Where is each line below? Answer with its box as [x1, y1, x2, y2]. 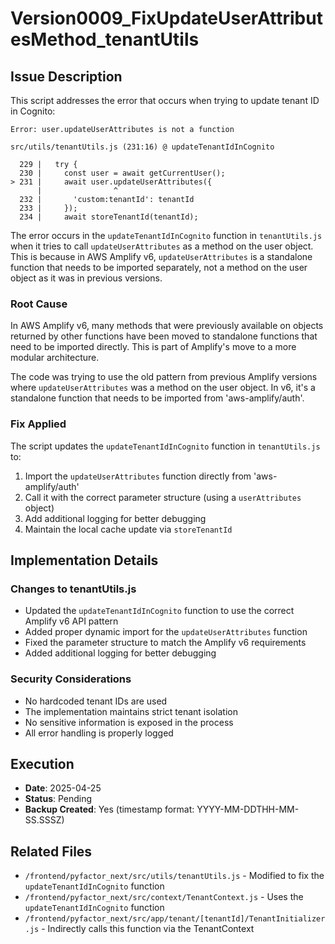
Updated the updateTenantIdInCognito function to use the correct [24, 605, 295, 617]
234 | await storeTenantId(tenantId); [19, 212, 199, 222]
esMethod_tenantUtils [10, 28, 200, 51]
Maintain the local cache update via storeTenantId [24, 523, 233, 535]
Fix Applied [10, 417, 67, 431]
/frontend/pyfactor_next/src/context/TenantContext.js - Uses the [24, 891, 304, 903]
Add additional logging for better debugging [24, 512, 207, 524]
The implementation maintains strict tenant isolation [24, 705, 238, 717]
